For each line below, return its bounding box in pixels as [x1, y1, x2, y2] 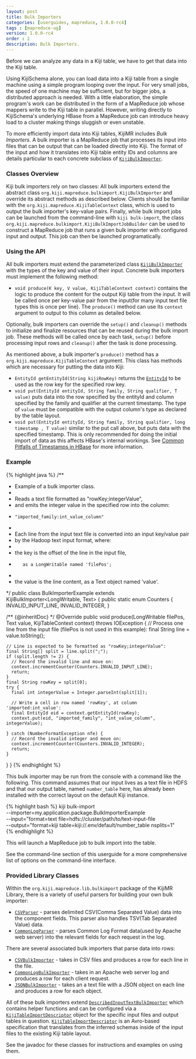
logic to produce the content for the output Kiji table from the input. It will [14, 291, 191, 298]
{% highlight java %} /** [6, 471, 64, 478]
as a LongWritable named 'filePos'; [22, 561, 112, 567]
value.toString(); [6, 632, 46, 639]
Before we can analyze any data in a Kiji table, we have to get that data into [6, 57, 187, 65]
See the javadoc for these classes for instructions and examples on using [6, 1041, 183, 1048]
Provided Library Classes [6, 871, 79, 879]
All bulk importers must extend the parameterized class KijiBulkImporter [6, 260, 183, 268]
